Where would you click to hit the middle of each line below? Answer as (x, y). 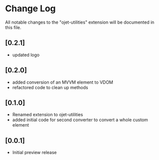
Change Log (30, 9)
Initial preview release (34, 153)
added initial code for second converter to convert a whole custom (80, 120)
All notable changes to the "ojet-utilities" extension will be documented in (80, 22)
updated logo (26, 55)
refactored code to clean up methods (50, 87)
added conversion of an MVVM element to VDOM (63, 82)
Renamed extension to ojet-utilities (47, 115)
